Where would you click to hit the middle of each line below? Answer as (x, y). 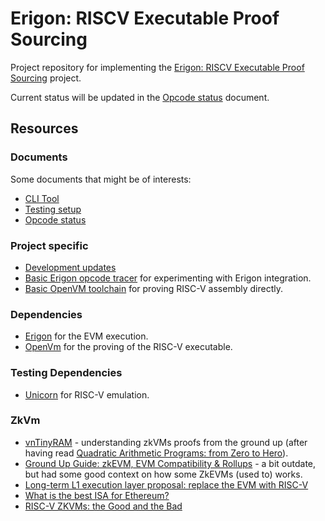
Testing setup (53, 209)
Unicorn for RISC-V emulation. (87, 394)
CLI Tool (42, 198)
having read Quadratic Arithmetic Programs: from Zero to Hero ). (156, 453)
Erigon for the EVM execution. (86, 336)
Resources (44, 128)
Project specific (49, 245)
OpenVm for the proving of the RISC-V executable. (128, 347)
